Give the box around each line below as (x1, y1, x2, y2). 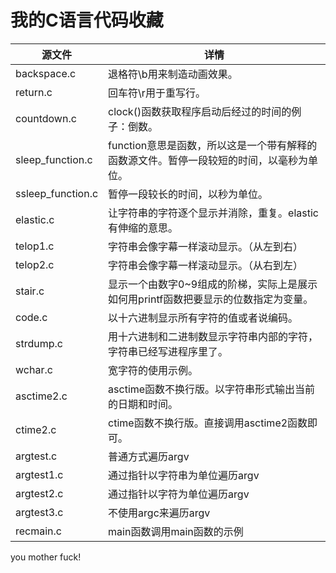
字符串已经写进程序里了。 (108, 344, 229, 358)
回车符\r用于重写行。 (108, 86, 206, 100)
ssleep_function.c (15, 186, 99, 200)
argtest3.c (15, 505, 64, 519)
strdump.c (15, 336, 63, 350)
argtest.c (15, 449, 58, 463)
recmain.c (15, 524, 62, 538)
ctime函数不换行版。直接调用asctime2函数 (108, 416, 308, 430)
